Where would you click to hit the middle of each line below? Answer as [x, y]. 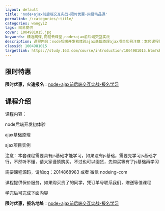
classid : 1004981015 [26, 46]
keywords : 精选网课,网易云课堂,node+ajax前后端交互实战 [57, 37]
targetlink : [17, 50]
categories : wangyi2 [26, 23]
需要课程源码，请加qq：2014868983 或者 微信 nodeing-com [66, 172]
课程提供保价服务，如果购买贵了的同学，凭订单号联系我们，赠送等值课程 [78, 183]
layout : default [22, 10]
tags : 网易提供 [19, 28]
